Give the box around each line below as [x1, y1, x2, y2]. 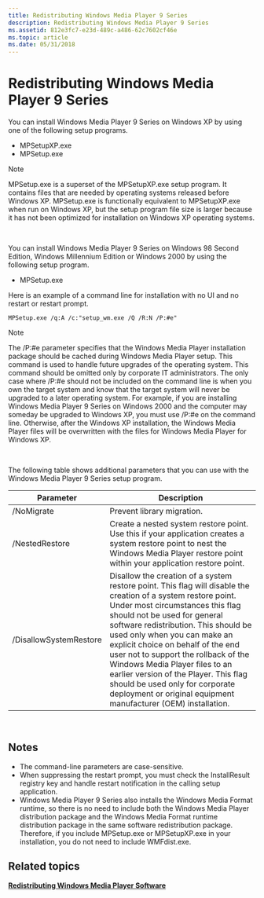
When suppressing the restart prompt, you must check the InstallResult [19, 770, 250, 779]
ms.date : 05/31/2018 [8, 41, 76, 49]
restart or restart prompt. [8, 299, 89, 309]
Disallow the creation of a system [109, 570, 233, 581]
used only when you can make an [109, 629, 233, 640]
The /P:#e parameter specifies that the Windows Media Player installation [8, 343, 246, 353]
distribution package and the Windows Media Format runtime [19, 812, 218, 821]
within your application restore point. [109, 558, 245, 569]
